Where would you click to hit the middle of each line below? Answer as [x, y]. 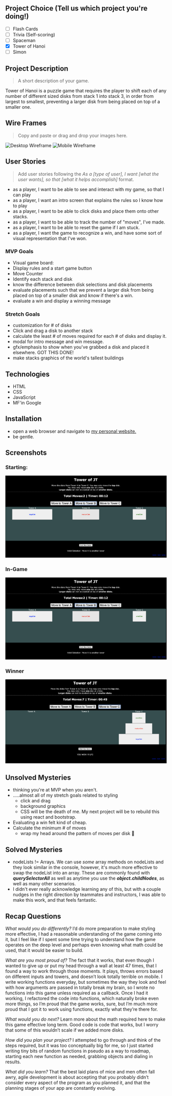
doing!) [17, 17]
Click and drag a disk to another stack [53, 331]
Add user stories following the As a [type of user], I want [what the [88, 174]
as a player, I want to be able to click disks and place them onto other [86, 211]
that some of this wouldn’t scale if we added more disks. [65, 1030]
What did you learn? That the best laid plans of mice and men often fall [80, 1071]
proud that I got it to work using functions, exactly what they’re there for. [82, 1009]
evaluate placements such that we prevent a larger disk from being [83, 290]
